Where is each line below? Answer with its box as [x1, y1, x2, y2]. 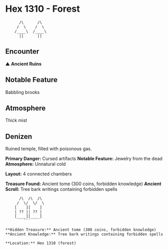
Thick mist [5, 117, 27, 123]
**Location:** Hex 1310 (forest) [5, 241, 77, 246]
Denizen [5, 132, 32, 141]
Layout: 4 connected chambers [5, 171, 73, 177]
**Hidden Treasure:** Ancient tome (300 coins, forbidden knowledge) [5, 228, 157, 233]
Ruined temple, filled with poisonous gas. [5, 146, 92, 152]
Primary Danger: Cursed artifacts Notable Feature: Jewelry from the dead [5, 156, 162, 162]
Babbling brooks [5, 89, 40, 95]
